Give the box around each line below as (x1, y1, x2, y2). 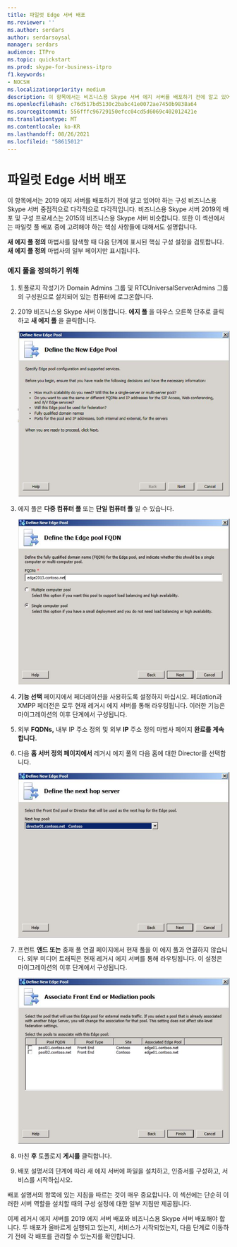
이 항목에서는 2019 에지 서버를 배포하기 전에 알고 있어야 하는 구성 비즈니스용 (7, 196, 217, 205)
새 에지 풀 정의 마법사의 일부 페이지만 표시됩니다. (7, 247, 140, 255)
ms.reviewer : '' (7, 18, 55, 26)
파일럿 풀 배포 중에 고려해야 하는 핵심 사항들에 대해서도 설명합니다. (14, 223, 197, 231)
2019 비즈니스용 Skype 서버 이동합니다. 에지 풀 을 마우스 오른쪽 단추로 (17, 307, 212, 316)
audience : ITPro (7, 49, 55, 56)
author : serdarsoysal (7, 34, 71, 41)
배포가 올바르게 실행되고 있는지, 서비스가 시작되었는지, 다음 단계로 (29, 1223, 210, 1232)
